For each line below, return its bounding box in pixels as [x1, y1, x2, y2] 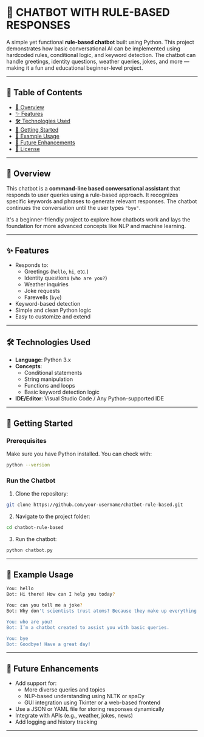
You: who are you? [6, 619, 53, 625]
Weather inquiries [24, 281, 69, 288]
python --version [6, 462, 50, 468]
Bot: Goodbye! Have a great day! [6, 641, 91, 647]
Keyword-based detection [15, 300, 81, 308]
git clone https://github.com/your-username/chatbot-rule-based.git [6, 502, 183, 508]
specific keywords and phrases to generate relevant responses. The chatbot [6, 197, 197, 205]
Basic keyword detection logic [24, 388, 100, 396]
